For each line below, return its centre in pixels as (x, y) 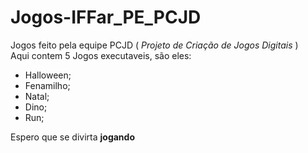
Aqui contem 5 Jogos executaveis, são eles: (101, 55)
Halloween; (48, 75)
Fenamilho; (47, 85)
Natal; (37, 96)
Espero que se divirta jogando (72, 137)
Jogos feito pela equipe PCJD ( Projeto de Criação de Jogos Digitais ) (154, 45)
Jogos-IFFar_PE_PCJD (106, 17)
